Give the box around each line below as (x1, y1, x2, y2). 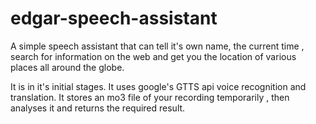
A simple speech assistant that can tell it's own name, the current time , (10, 40, 305, 52)
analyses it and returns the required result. (10, 102, 186, 114)
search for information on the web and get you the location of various (10, 50, 297, 62)
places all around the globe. (10, 61, 125, 73)
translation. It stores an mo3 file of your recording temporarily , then (10, 91, 290, 103)
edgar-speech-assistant (10, 7, 218, 30)
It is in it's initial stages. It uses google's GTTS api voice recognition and (10, 80, 307, 92)
